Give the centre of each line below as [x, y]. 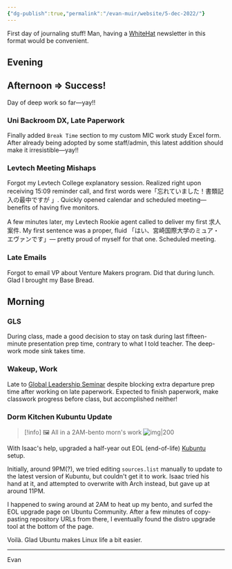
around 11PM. [26, 491]
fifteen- [196, 337]
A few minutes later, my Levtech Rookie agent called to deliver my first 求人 [114, 222]
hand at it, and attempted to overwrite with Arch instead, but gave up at [109, 484]
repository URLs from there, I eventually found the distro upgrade [123, 519]
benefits [19, 207]
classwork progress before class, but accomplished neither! [93, 399]
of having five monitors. [66, 207]
